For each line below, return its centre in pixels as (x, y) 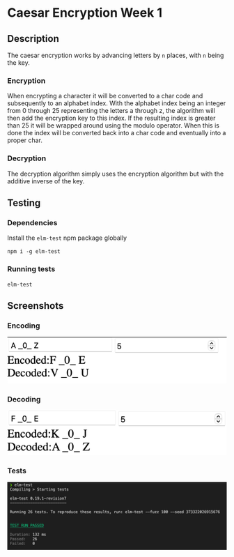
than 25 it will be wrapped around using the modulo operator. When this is (113, 125)
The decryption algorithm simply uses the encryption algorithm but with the (116, 174)
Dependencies (32, 222)
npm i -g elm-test (34, 252)
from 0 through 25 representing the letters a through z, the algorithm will (111, 111)
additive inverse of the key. (46, 181)
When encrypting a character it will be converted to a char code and (105, 96)
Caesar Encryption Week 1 (85, 13)
